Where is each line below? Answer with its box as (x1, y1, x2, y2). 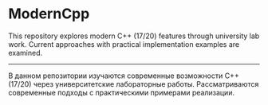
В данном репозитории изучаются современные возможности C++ (8, 71, 239, 80)
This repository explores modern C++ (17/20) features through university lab (8, 31, 260, 41)
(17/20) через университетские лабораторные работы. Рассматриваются (8, 79, 259, 88)
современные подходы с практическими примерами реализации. (8, 87, 235, 97)
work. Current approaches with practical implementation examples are (8, 39, 240, 49)
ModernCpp (8, 5, 90, 23)
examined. (8, 48, 43, 57)
